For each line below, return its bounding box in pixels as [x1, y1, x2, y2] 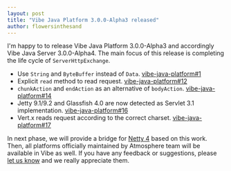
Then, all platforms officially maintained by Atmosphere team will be [7, 142, 201, 150]
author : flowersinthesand [7, 23, 82, 30]
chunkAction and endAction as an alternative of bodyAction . [17, 84, 185, 93]
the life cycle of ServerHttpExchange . [7, 57, 111, 65]
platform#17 [17, 121, 52, 130]
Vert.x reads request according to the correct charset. [17, 114, 172, 122]
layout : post [7, 10, 45, 17]
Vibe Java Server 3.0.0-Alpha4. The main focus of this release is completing [7, 49, 225, 57]
